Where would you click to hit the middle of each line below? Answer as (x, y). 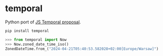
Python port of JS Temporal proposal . (43, 22)
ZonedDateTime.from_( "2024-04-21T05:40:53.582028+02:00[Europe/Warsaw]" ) (82, 49)
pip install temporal (27, 31)
